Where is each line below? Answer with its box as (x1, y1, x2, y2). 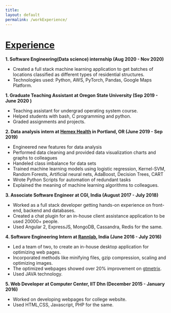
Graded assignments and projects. (12, 119, 86, 125)
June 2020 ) (5, 98, 32, 104)
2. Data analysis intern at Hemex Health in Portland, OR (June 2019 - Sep (5, 129, 163, 135)
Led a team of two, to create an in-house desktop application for (12, 244, 149, 250)
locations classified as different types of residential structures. (12, 71, 145, 77)
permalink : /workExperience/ (5, 17, 68, 22)
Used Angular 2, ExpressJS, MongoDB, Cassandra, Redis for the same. (12, 224, 163, 230)
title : (5, 7, 19, 13)
